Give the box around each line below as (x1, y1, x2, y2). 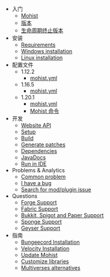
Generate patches (20, 141, 66, 148)
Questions (11, 192, 38, 200)
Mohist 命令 (29, 108, 60, 114)
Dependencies (20, 148, 57, 154)
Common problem (20, 173, 66, 180)
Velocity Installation (20, 245, 70, 252)
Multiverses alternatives (20, 264, 81, 271)
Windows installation (20, 48, 73, 54)
